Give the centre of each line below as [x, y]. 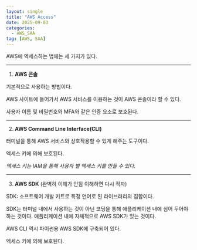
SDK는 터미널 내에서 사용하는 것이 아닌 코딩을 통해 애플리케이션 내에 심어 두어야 [97, 209]
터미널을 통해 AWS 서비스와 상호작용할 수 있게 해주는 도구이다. [78, 141]
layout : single [25, 11]
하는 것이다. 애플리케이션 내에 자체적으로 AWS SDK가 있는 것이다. [81, 216]
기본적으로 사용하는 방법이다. [39, 87]
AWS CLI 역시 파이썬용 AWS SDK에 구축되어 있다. [64, 229]
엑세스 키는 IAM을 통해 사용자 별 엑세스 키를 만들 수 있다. [71, 166]
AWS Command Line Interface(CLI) [58, 129]
